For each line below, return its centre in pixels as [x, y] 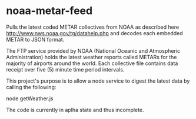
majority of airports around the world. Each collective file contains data [92, 63]
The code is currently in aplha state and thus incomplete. [75, 110]
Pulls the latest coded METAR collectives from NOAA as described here [93, 27]
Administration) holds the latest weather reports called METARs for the [92, 57]
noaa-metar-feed [49, 11]
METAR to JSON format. [35, 39]
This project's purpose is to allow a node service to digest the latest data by [98, 81]
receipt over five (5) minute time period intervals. [65, 69]
